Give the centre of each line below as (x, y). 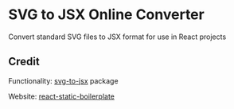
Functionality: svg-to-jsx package (63, 80)
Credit (24, 62)
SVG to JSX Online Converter (106, 15)
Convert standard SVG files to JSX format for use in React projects (117, 37)
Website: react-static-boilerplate (62, 96)
